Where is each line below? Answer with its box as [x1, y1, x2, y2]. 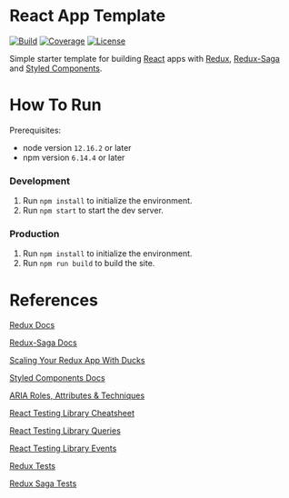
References [9, 290, 98, 310]
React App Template [9, 5, 166, 26]
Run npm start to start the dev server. [22, 205, 164, 216]
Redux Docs [9, 320, 55, 331]
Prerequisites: [9, 124, 62, 135]
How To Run [9, 95, 102, 115]
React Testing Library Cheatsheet [9, 408, 135, 419]
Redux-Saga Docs [9, 337, 77, 348]
